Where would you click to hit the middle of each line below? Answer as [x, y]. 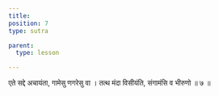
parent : [21, 45]
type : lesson [38, 53]
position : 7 [28, 23]
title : [19, 16]
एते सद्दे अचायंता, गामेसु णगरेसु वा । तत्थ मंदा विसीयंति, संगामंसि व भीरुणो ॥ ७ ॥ [109, 83]
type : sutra [28, 31]
